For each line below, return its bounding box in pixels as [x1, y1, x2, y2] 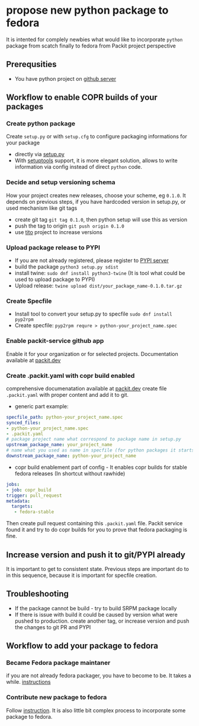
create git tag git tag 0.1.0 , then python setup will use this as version [14, 216, 188, 223]
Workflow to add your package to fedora [6, 641, 159, 651]
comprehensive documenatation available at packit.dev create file [6, 384, 167, 392]
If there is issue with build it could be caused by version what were [14, 611, 178, 618]
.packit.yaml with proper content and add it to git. [6, 391, 129, 398]
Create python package [6, 119, 76, 128]
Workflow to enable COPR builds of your [6, 93, 158, 103]
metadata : [6, 498, 31, 504]
